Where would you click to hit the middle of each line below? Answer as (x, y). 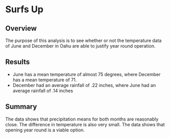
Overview (21, 28)
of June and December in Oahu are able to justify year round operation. (80, 46)
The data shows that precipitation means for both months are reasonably (82, 119)
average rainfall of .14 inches (43, 90)
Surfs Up (24, 9)
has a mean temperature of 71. (45, 80)
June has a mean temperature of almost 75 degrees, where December (87, 74)
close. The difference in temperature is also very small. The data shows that (85, 124)
